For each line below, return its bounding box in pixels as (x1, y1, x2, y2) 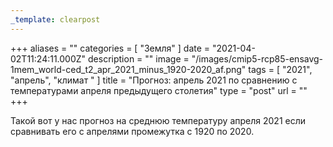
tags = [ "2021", (248, 63, 313, 75)
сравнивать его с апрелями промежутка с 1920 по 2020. (10, 125, 255, 137)
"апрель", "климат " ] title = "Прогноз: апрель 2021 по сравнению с (10, 74, 298, 86)
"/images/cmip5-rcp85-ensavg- (191, 52, 324, 65)
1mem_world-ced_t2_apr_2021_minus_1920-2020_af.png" (10, 63, 247, 75)
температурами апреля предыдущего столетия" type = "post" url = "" (10, 84, 308, 96)
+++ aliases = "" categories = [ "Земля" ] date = (10, 42, 211, 54)
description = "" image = (88, 52, 190, 65)
